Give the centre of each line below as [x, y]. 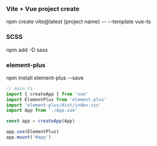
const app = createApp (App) [41, 121]
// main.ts [19, 88]
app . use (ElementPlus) [33, 132]
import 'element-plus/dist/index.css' [54, 105]
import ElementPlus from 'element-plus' [57, 99]
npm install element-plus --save [45, 78]
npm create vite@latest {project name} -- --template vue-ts [78, 22]
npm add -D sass [27, 49]
